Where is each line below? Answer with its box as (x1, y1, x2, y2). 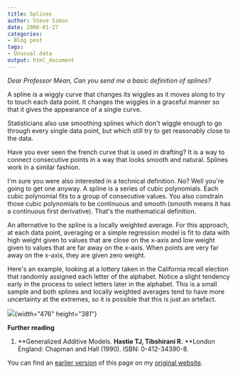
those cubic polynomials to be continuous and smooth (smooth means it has (7, 199, 231, 208)
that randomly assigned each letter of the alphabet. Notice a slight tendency (7, 272, 230, 281)
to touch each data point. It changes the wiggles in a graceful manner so (7, 97, 220, 106)
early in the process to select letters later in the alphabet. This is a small (7, 279, 217, 288)
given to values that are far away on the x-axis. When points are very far (7, 243, 219, 252)
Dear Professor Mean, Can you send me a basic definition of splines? (7, 76, 212, 85)
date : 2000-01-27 (7, 23, 59, 31)
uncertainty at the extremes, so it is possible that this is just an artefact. (7, 294, 217, 303)
